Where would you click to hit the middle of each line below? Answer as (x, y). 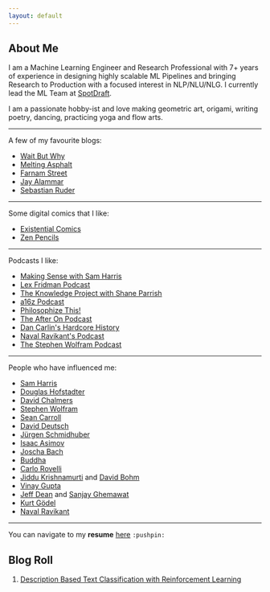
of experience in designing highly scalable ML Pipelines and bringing (122, 76)
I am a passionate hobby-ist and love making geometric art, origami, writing (133, 109)
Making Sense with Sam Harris (71, 276)
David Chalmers (47, 401)
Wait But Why (43, 156)
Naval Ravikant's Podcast (62, 336)
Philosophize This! (50, 310)
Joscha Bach (41, 452)
